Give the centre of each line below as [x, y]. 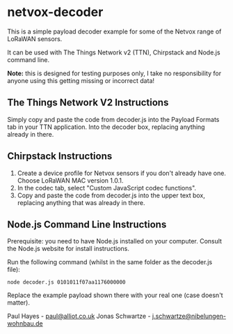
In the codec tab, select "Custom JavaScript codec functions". [107, 188]
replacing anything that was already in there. [81, 202]
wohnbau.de [25, 324]
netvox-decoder [55, 12]
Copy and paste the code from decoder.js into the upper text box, [111, 195]
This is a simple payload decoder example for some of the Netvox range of [114, 31]
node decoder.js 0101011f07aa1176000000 [67, 282]
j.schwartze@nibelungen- [189, 316]
